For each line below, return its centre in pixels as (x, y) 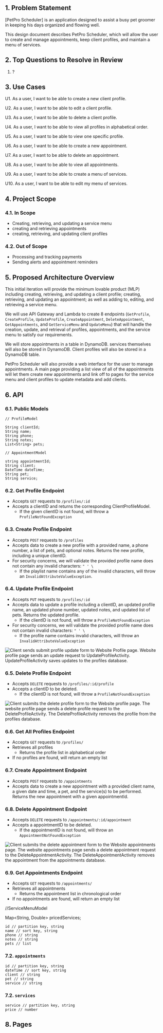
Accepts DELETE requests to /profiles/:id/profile (63, 684)
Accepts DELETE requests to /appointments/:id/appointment (72, 820)
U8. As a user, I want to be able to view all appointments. (62, 165)
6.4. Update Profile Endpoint (39, 589)
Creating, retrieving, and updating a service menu (62, 223)
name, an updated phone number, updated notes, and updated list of (81, 609)
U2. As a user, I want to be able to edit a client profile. (59, 108)
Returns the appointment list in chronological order (70, 894)
